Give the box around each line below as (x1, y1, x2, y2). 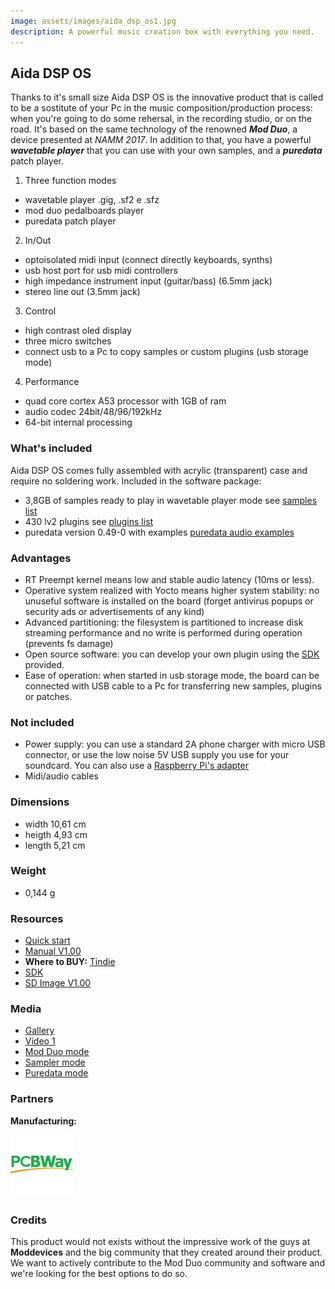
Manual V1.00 (24, 945, 82, 957)
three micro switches (24, 335, 112, 347)
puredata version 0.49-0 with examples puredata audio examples (24, 526, 295, 538)
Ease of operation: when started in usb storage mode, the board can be (24, 669, 320, 681)
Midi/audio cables (24, 770, 99, 782)
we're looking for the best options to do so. (10, 1267, 188, 1279)
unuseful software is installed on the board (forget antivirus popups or (24, 595, 314, 607)
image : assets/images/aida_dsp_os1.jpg (10, 16, 177, 26)
